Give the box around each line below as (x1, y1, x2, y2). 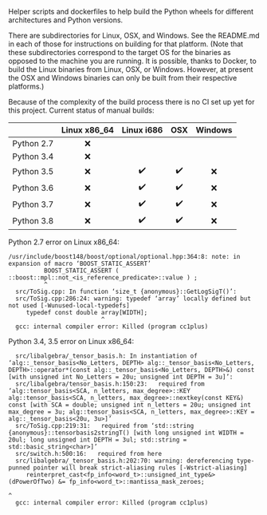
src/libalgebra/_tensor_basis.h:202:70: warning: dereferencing (15, 457, 234, 465)
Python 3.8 (12, 215, 54, 226)
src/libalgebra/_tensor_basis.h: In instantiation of (15, 352, 198, 360)
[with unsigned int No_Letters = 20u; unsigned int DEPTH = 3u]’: (8, 373, 234, 381)
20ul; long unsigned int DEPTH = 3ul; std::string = (8, 436, 187, 444)
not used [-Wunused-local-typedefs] (8, 302, 130, 310)
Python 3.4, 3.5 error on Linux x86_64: (8, 337, 134, 346)
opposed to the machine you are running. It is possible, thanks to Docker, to (8, 56, 257, 65)
